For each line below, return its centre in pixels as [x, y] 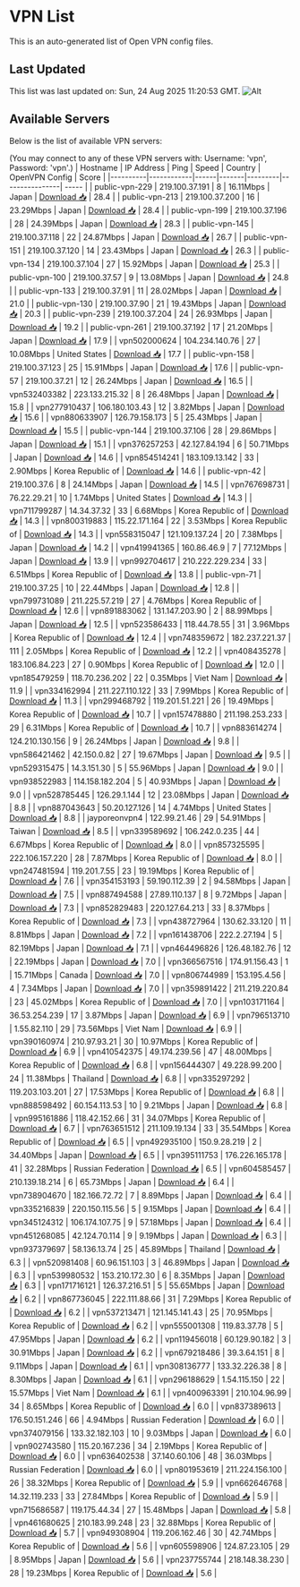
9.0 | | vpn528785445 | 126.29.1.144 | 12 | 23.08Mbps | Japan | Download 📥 [149, 795]
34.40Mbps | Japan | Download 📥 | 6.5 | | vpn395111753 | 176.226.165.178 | [148, 1155]
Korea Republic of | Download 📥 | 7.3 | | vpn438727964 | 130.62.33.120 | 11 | [150, 921]
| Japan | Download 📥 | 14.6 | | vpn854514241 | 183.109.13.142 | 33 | [134, 457]
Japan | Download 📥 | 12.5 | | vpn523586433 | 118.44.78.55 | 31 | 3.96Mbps [150, 624]
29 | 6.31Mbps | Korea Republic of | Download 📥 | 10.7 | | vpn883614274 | [146, 728]
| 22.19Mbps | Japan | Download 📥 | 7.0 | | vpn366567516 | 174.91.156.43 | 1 [149, 961]
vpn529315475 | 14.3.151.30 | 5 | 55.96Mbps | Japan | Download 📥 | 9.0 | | [146, 768]
